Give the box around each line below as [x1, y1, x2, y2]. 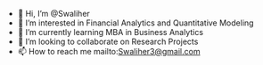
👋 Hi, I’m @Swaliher [17, 9, 91, 18]
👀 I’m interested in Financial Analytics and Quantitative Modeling [17, 18, 254, 28]
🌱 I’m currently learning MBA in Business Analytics [17, 27, 203, 37]
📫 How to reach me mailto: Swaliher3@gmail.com [17, 47, 201, 56]
